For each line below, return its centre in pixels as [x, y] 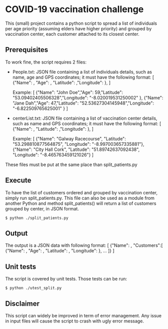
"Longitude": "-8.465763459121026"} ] [53, 154]
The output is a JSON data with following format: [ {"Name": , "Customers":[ [84, 245]
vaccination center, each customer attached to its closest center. [72, 34]
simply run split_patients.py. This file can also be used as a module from [80, 198]
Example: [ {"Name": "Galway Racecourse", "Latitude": [69, 139]
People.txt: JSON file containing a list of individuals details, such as [82, 72]
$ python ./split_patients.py [37, 218]
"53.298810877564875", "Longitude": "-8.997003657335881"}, [78, 144]
